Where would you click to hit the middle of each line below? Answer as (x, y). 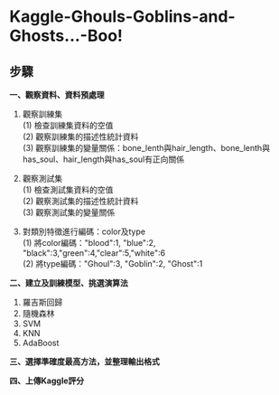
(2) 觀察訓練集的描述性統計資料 (80, 136)
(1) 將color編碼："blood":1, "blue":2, (89, 243)
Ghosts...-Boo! (66, 36)
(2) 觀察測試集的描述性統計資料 (80, 201)
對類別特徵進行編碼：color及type (84, 231)
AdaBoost (41, 343)
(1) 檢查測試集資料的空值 (68, 190)
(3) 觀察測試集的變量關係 (69, 212)
